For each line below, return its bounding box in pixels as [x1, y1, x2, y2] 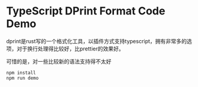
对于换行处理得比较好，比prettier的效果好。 [16, 45, 124, 52]
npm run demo [6, 75, 39, 81]
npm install [6, 70, 36, 76]
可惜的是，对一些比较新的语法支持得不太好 [6, 58, 112, 65]
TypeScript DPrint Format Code [6, 4, 166, 18]
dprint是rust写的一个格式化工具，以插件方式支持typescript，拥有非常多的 [6, 37, 187, 44]
